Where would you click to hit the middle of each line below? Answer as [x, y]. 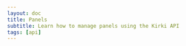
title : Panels [27, 20]
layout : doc [24, 13]
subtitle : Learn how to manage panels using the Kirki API [93, 26]
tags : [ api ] [24, 32]
